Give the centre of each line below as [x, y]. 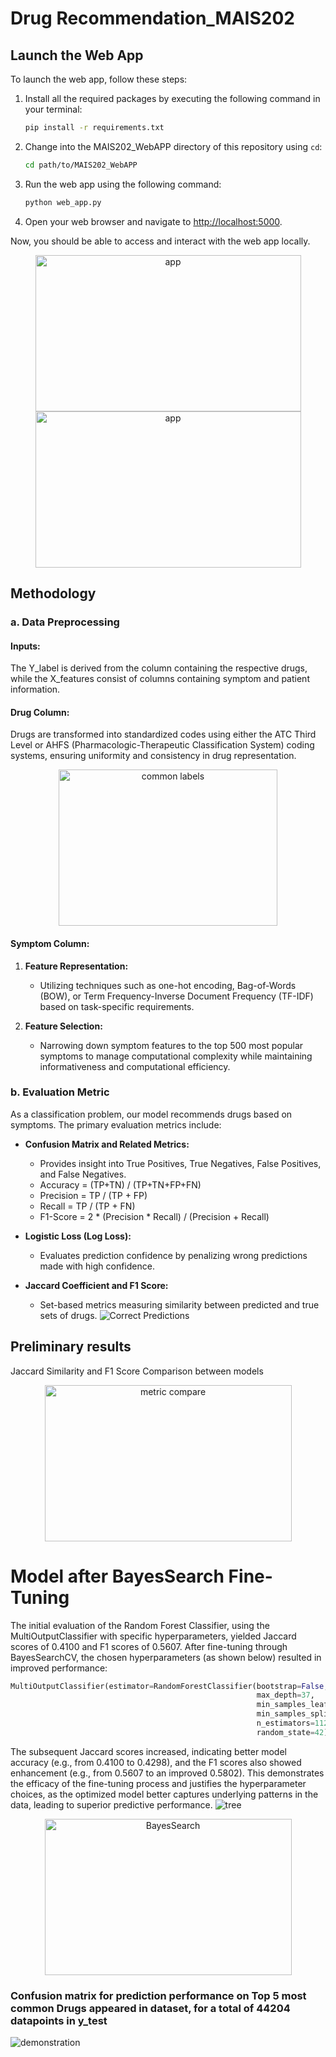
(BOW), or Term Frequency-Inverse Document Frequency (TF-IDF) [176, 996]
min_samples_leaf [292, 1705]
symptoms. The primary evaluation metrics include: [116, 1124]
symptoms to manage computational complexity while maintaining [176, 1056]
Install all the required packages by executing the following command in [172, 98]
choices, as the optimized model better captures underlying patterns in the [164, 1794]
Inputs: [25, 646]
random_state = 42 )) [294, 1732]
